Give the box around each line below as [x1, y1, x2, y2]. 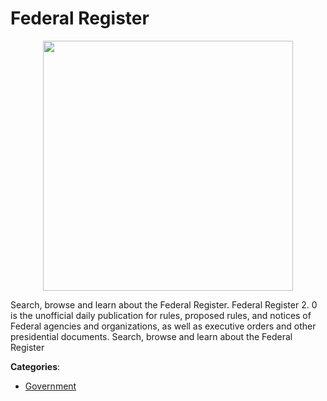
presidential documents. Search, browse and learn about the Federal [10, 330, 293, 342]
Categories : [10, 360, 61, 372]
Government [24, 380, 77, 392]
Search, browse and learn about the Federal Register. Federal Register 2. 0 [10, 298, 318, 311]
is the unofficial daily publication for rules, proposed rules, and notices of [10, 309, 312, 321]
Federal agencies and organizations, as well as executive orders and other [10, 320, 317, 332]
